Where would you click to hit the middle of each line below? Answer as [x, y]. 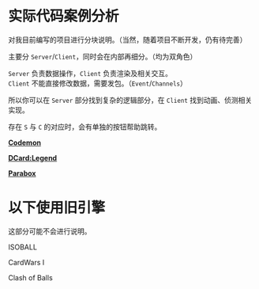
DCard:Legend [33, 158]
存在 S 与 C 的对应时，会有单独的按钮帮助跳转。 [85, 127]
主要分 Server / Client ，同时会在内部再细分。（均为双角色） [103, 56]
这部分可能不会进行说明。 [50, 231]
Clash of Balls [30, 277]
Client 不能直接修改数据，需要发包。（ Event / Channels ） [98, 83]
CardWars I [26, 262]
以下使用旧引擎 [57, 208]
